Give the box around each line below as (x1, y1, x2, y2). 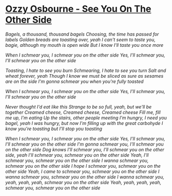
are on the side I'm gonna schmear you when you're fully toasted (5, 78, 144, 84)
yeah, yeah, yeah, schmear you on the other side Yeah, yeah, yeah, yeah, (5, 179, 162, 185)
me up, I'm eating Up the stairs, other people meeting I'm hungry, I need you (5, 114, 167, 121)
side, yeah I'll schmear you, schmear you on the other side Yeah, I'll (5, 152, 149, 158)
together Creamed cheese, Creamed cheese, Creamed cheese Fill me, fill (5, 109, 161, 115)
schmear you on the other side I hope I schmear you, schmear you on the (5, 163, 161, 169)
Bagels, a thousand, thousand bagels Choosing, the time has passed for (5, 31, 159, 37)
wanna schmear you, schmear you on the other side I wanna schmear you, (5, 173, 165, 180)
